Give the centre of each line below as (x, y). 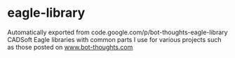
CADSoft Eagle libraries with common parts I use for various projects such (115, 39)
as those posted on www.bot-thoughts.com (70, 47)
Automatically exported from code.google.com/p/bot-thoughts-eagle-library (117, 32)
